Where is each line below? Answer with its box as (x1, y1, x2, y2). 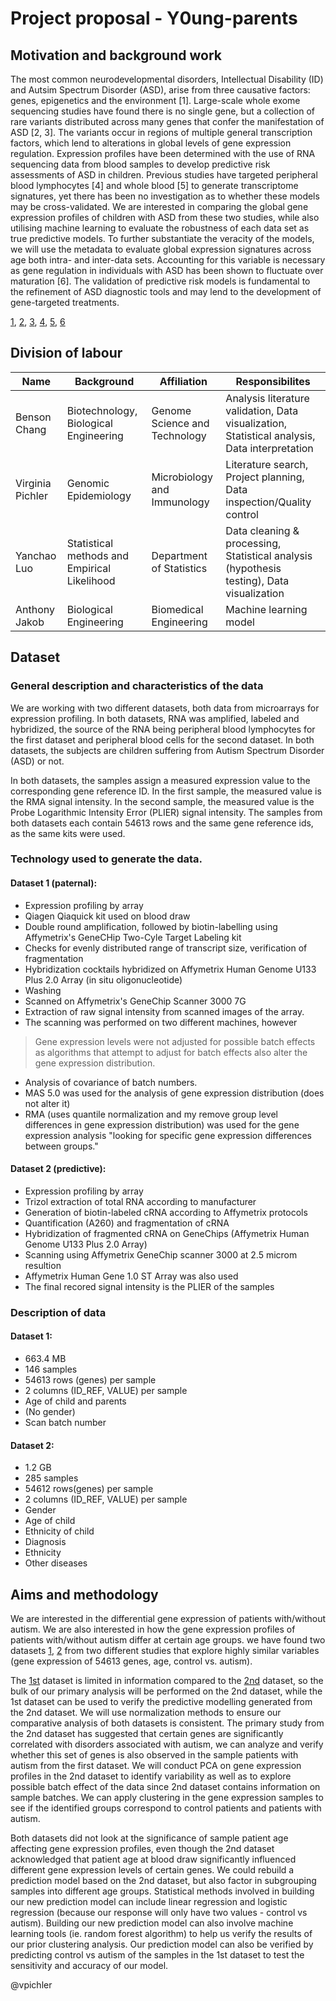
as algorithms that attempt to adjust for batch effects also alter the (34, 1046, 308, 1058)
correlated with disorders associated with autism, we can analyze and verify (10, 1738, 324, 1750)
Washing (24, 984, 62, 996)
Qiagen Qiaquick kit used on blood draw (24, 910, 191, 922)
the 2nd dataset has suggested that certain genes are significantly (10, 1727, 284, 1739)
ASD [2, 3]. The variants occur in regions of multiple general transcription (10, 127, 313, 138)
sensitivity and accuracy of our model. (10, 1959, 169, 1971)
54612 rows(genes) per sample (24, 1483, 154, 1495)
